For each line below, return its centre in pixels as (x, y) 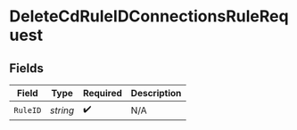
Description (156, 93)
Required (103, 93)
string (62, 110)
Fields (27, 68)
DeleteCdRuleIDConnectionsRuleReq (149, 16)
